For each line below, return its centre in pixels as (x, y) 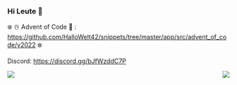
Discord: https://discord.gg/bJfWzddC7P (67, 61)
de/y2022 (22, 45)
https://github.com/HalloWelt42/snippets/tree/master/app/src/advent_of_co (117, 37)
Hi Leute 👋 (25, 11)
